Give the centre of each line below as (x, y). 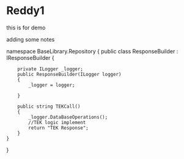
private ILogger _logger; (50, 69)
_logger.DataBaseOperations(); (68, 117)
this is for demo (26, 28)
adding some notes (31, 39)
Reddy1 (25, 11)
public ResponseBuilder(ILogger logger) (69, 74)
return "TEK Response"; (58, 128)
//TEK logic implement (57, 122)
